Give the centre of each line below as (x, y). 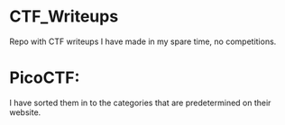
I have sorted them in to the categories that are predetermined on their (140, 103)
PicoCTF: (45, 78)
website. (25, 112)
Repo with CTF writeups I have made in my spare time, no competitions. (143, 41)
